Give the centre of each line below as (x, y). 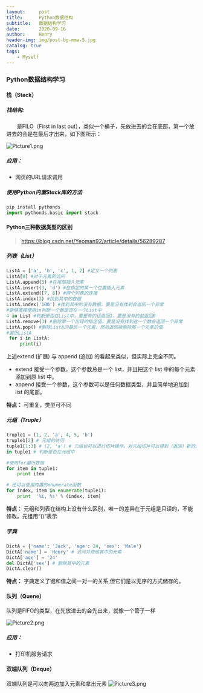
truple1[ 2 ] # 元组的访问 (35, 441)
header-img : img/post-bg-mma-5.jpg (51, 40)
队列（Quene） (25, 596)
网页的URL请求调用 (39, 177)
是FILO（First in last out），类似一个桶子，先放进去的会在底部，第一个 (103, 126)
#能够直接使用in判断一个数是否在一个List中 (54, 310)
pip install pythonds (34, 207)
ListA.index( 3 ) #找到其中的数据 (44, 299)
